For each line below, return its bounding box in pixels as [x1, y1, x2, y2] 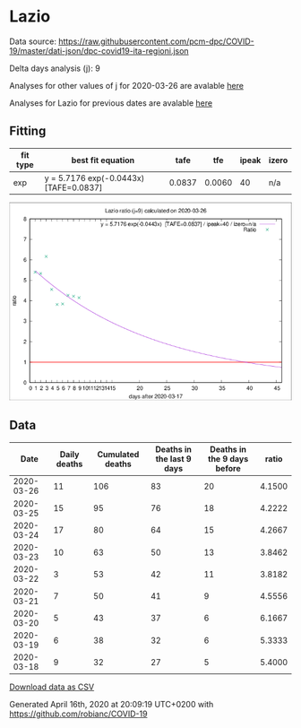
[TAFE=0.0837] [44, 182, 103, 193]
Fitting [9, 124, 47, 139]
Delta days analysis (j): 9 [9, 63, 100, 74]
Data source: [9, 36, 56, 47]
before [215, 464, 241, 474]
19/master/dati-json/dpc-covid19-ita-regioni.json [9, 45, 190, 56]
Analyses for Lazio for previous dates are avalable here [9, 97, 213, 108]
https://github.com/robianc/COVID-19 [9, 708, 148, 719]
